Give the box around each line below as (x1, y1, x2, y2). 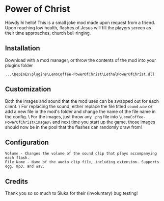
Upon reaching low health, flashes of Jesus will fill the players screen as (5, 24, 151, 30)
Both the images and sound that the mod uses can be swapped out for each (5, 98, 159, 104)
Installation (5, 44, 40, 52)
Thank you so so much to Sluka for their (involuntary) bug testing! (5, 190, 138, 196)
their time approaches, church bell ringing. (5, 30, 91, 36)
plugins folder (5, 62, 33, 68)
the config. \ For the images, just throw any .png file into (5, 113, 118, 119)
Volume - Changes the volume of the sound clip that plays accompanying (5, 151, 157, 156)
